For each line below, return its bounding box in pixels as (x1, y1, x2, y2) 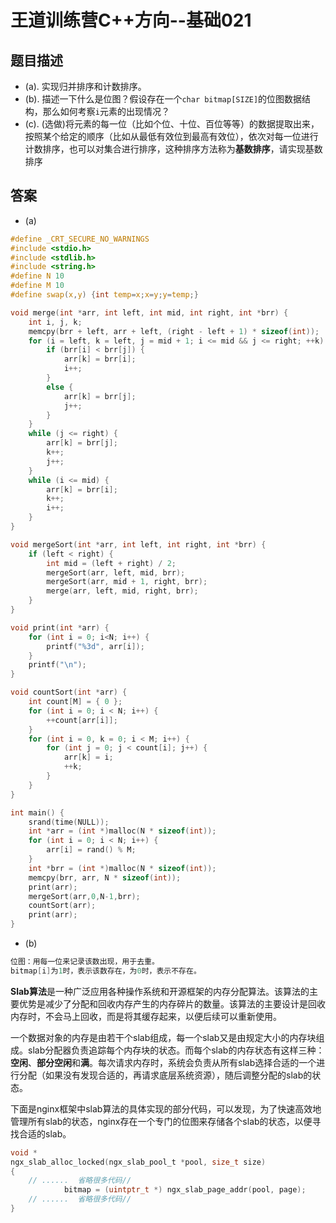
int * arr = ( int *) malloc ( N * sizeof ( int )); (28, 826, 217, 836)
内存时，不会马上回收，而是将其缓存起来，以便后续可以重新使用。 (10, 1010, 282, 1022)
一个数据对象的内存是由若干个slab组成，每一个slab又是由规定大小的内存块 (10, 1031, 317, 1043)
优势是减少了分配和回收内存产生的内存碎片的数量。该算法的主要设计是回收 (18, 997, 326, 1010)
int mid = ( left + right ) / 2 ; (46, 558, 177, 568)
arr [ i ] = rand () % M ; (46, 845, 137, 855)
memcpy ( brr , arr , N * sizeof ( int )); (28, 872, 182, 883)
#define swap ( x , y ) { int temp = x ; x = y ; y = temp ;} (10, 290, 199, 300)
